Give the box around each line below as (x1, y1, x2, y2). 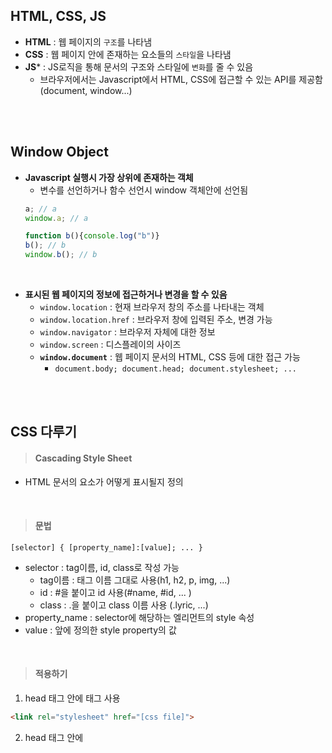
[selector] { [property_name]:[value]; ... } (10, 542, 203, 553)
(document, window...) (39, 84, 133, 96)
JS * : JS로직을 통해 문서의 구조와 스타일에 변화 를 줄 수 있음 (24, 60, 254, 73)
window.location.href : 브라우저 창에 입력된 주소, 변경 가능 (39, 314, 273, 325)
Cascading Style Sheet (34, 452, 133, 464)
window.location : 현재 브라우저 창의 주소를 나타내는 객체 (39, 301, 265, 313)
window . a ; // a (24, 213, 89, 223)
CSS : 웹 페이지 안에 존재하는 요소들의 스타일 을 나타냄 (24, 48, 232, 60)
